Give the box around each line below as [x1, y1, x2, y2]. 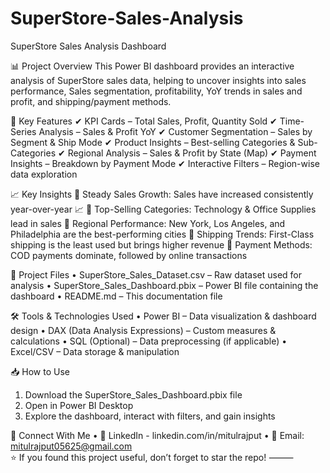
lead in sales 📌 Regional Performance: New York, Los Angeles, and [10, 217, 286, 229]
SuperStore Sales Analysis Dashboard [10, 40, 167, 52]
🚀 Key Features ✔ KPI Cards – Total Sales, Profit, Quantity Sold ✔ [10, 115, 278, 127]
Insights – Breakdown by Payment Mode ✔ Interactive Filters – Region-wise [10, 157, 320, 169]
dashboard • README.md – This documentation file [10, 290, 223, 302]
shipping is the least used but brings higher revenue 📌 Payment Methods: [10, 238, 313, 251]
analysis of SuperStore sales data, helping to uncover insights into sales [10, 74, 307, 86]
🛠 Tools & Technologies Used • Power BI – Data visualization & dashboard [10, 310, 317, 322]
